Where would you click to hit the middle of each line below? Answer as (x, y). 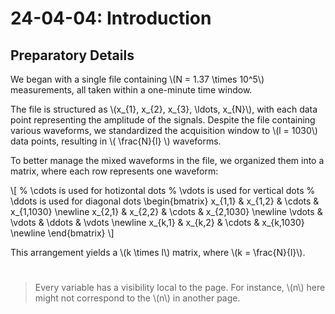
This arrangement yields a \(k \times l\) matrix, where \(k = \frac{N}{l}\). (158, 252)
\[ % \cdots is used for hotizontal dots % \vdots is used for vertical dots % (163, 190)
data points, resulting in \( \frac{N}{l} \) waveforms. (116, 141)
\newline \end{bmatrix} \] (62, 233)
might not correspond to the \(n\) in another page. (137, 298)
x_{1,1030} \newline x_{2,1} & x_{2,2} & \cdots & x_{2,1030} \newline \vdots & (166, 211)
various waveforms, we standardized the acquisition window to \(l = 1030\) (164, 130)
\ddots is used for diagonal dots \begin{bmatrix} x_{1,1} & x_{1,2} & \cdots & (165, 201)
